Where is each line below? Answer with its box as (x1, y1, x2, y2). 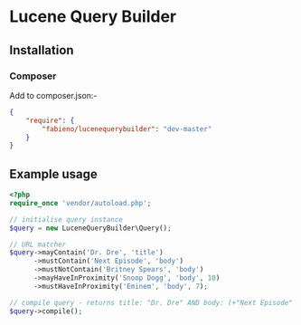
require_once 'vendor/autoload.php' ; (9, 198, 152, 207)
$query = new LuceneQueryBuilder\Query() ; (9, 224, 172, 233)
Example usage (9, 166, 98, 182)
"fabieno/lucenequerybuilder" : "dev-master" (42, 124, 212, 133)
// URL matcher (9, 240, 67, 249)
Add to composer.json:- (9, 90, 98, 100)
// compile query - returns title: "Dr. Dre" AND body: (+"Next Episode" (9, 298, 294, 307)
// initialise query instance (9, 215, 124, 224)
